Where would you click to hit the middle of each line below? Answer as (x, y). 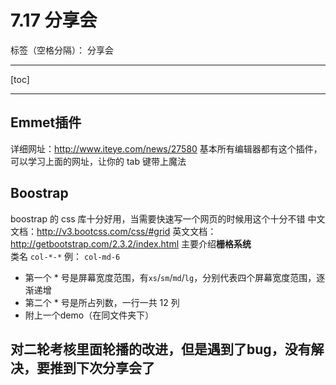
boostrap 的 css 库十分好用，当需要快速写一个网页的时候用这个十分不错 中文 (168, 218)
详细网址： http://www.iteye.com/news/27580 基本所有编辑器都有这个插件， (166, 148)
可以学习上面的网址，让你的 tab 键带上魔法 (98, 161)
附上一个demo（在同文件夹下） (89, 315)
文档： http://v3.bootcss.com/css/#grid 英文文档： (113, 231)
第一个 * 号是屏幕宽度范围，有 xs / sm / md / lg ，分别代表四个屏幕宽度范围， (170, 277)
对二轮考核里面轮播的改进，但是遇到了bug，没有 (161, 349)
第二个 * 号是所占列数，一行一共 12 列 (102, 302)
